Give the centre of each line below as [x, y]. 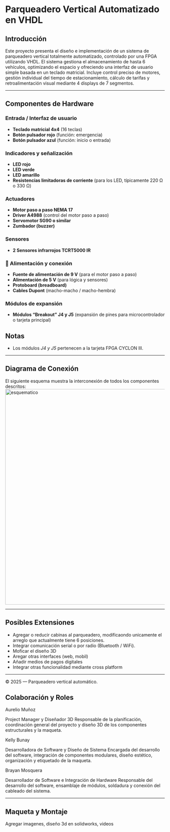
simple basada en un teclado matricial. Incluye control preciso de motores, [83, 72]
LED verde [24, 169]
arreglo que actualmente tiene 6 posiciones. [58, 640]
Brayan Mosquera [24, 770]
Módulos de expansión [34, 303]
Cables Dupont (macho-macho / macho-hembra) [64, 290]
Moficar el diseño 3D [34, 651]
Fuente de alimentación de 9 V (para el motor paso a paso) [75, 274]
